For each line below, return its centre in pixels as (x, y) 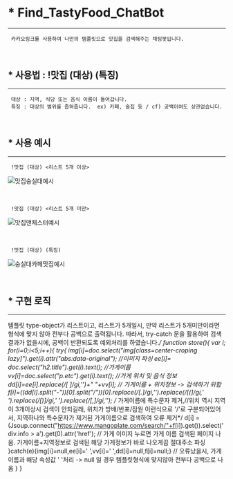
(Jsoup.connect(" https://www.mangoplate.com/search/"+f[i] (94, 426)
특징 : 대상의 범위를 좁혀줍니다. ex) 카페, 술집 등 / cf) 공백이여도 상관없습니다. (117, 106)
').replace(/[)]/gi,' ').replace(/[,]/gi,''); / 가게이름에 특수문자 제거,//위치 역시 (110, 401)
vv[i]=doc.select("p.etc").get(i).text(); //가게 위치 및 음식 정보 (93, 376)
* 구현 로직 (29, 301)
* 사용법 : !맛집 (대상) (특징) (64, 75)
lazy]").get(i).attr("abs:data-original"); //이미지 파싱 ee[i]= (90, 359)
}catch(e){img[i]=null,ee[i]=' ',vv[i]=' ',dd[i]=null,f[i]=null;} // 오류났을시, (109, 451)
